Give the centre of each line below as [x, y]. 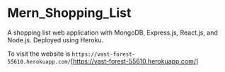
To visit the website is [39, 54]
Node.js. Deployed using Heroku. [56, 40]
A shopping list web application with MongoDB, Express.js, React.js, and [112, 32]
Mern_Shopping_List [69, 13]
